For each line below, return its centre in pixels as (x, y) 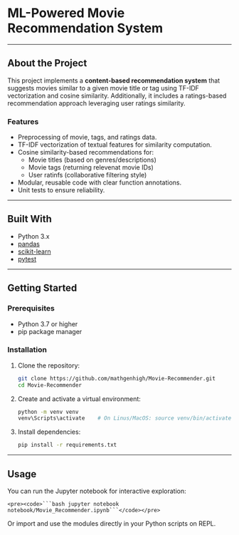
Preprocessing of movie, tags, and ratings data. (87, 137)
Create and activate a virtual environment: (79, 399)
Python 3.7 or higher (48, 324)
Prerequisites (31, 308)
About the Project (47, 63)
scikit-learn (34, 251)
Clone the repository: (49, 365)
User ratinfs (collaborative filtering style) (87, 175)
